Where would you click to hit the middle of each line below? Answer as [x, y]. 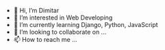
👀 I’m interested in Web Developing [63, 18]
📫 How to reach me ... [45, 40]
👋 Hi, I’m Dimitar [36, 10]
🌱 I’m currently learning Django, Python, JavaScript [86, 25]
